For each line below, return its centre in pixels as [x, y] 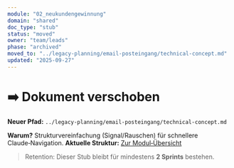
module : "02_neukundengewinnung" [57, 14]
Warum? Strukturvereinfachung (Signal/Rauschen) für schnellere [103, 135]
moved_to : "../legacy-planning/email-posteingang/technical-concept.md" [117, 54]
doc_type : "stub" [33, 27]
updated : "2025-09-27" [41, 61]
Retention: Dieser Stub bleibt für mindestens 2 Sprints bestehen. [119, 157]
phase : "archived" [34, 47]
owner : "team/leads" [38, 41]
